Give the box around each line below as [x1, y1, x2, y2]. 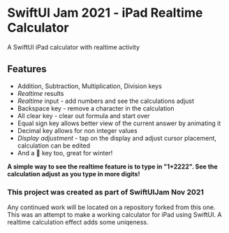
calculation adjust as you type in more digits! [7, 169, 140, 178]
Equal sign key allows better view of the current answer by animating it [17, 119, 221, 127]
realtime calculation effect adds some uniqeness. [7, 218, 149, 227]
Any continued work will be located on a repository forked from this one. [7, 203, 216, 211]
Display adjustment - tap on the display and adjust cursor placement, [17, 134, 217, 142]
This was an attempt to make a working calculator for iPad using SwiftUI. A [7, 211, 222, 219]
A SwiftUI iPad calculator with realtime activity [7, 43, 140, 51]
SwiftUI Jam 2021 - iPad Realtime [7, 5, 203, 21]
